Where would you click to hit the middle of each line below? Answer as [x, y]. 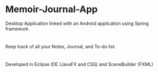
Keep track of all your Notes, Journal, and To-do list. [61, 47]
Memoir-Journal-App [52, 9]
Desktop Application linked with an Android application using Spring [77, 23]
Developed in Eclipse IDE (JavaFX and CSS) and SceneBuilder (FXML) [79, 64]
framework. [17, 28]
